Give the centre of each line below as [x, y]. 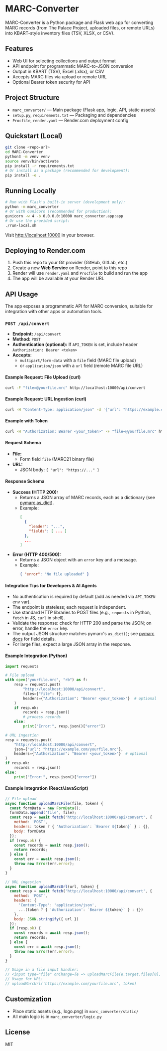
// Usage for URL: [24, 979]
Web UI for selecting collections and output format [64, 61]
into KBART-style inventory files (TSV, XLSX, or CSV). [60, 33]
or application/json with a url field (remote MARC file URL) [81, 366]
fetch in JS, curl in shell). [39, 618]
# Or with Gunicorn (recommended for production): [59, 212]
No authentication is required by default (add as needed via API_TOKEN [84, 597]
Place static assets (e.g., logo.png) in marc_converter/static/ [75, 1011]
